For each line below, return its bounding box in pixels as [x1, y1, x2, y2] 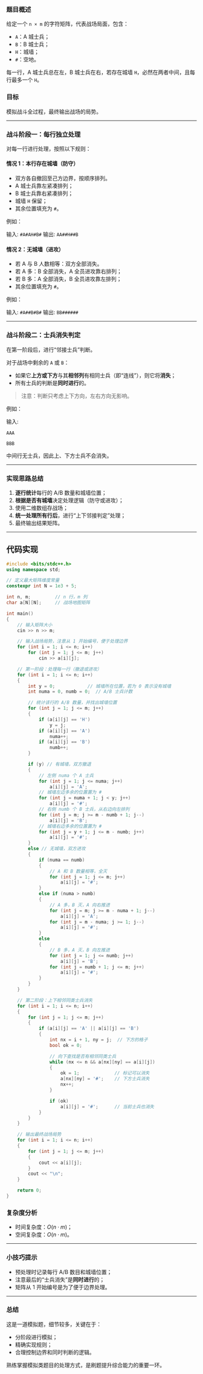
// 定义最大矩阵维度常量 [6, 577, 60, 584]
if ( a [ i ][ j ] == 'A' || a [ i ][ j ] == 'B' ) [38, 1025, 140, 1032]
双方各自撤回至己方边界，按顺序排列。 [14, 174, 111, 182]
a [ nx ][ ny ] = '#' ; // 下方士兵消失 [60, 1076, 150, 1082]
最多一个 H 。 [11, 76, 43, 84]
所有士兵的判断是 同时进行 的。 [14, 379, 89, 386]
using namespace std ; [6, 566, 61, 573]
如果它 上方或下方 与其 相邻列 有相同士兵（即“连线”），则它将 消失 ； [14, 371, 176, 379]
